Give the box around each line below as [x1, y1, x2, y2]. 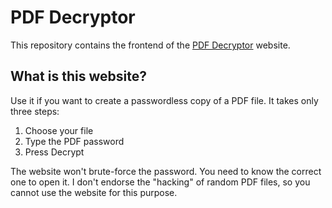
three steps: [10, 105, 60, 117]
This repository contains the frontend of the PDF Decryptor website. [10, 39, 291, 51]
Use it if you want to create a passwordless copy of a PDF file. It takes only [10, 94, 319, 106]
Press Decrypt [24, 146, 85, 158]
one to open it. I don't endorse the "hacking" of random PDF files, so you [10, 176, 311, 188]
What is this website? [10, 68, 147, 85]
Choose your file [24, 124, 94, 136]
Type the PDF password [24, 135, 125, 147]
